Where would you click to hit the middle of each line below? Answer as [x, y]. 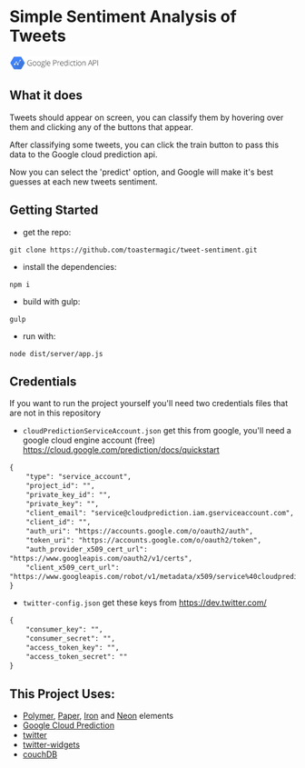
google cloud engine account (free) [89, 440]
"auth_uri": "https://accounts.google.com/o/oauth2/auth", [140, 532]
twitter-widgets [51, 745]
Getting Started [54, 210]
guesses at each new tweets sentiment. [84, 181]
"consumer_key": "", [64, 630]
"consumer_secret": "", [71, 639]
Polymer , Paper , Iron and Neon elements [98, 716]
